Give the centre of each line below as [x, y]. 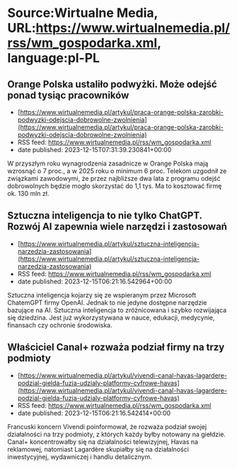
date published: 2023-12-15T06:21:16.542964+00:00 [95, 281]
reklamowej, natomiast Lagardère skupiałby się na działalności [98, 449]
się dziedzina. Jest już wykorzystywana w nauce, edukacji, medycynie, [111, 317]
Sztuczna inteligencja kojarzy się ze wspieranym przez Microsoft [102, 295]
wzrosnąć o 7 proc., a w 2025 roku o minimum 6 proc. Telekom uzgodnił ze [117, 171]
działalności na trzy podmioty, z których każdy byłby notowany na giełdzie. [117, 434]
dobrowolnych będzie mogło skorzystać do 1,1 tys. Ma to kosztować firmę [115, 186]
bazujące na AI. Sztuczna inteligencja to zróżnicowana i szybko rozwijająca [117, 310]
